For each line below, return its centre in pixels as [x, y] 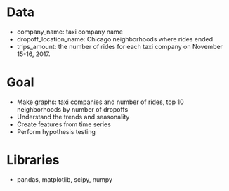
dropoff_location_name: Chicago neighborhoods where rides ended [115, 39]
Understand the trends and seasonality [73, 117]
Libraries [33, 160]
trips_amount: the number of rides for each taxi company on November [119, 46]
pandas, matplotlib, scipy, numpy [65, 179]
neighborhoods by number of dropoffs [72, 109]
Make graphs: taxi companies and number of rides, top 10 [100, 102]
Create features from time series [64, 124]
